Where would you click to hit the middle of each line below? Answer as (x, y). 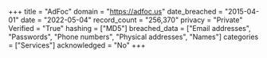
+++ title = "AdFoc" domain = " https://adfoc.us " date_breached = (116, 12)
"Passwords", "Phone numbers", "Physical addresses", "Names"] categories (133, 37)
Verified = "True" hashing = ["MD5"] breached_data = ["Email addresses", (130, 28)
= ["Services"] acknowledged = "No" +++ (77, 45)
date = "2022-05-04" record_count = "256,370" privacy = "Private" (132, 20)
